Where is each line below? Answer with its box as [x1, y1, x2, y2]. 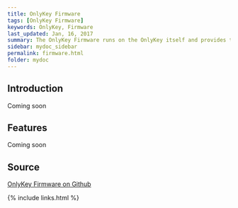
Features [7, 122, 47, 134]
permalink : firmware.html [7, 50, 84, 57]
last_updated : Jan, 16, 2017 [7, 30, 93, 37]
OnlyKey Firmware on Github [7, 180, 91, 188]
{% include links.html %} [7, 194, 79, 202]
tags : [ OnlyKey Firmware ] [7, 17, 84, 24]
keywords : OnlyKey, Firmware [7, 23, 93, 30]
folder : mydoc [7, 57, 50, 64]
